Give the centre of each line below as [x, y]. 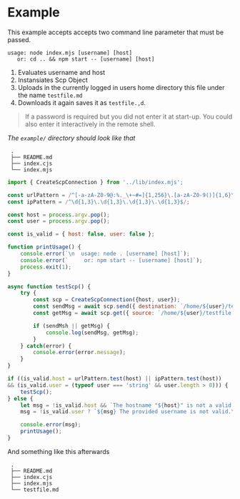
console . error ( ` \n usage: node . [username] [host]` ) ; [105, 254]
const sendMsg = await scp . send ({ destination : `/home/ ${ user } [129, 307]
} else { [20, 398]
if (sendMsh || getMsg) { [72, 326]
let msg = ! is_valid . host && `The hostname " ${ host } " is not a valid [126, 405]
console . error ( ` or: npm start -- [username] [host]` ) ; [111, 260]
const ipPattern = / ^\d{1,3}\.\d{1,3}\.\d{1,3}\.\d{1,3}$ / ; [99, 202]
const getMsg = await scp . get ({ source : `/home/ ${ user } [118, 313]
